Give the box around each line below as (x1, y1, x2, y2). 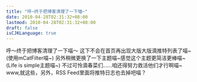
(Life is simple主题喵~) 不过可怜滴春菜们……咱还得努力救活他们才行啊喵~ (6, 62, 182, 69)
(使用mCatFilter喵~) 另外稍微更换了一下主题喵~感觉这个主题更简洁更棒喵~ (6, 54, 186, 61)
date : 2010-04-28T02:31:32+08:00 (6, 14, 88, 20)
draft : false (6, 25, 38, 31)
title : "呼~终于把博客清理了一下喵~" (6, 8, 88, 15)
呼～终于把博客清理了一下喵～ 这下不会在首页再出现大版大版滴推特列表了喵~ (6, 47, 192, 54)
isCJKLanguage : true (6, 30, 57, 36)
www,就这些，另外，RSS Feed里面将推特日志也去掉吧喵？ (6, 69, 146, 76)
